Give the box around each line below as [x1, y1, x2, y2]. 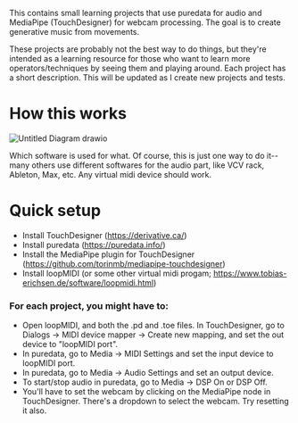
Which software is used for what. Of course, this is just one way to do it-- [9, 150, 279, 161]
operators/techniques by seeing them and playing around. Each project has [9, 62, 286, 73]
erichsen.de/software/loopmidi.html [21, 277, 154, 288]
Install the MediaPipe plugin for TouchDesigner [21, 249, 195, 260]
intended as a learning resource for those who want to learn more [9, 54, 251, 63]
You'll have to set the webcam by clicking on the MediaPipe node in [21, 386, 271, 397]
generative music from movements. [9, 27, 140, 37]
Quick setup [9, 201, 101, 221]
